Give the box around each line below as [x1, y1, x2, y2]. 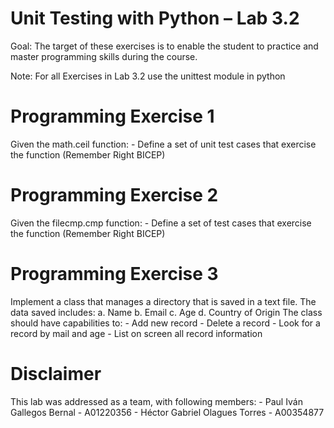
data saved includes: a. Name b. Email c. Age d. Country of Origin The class [10, 306, 323, 318]
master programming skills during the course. [10, 50, 198, 62]
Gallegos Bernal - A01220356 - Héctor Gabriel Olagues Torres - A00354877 [10, 406, 325, 418]
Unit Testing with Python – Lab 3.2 [10, 7, 300, 30]
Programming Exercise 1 [10, 105, 215, 128]
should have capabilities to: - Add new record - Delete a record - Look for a [10, 317, 321, 329]
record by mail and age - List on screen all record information [10, 327, 263, 339]
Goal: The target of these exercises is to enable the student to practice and [10, 40, 319, 52]
